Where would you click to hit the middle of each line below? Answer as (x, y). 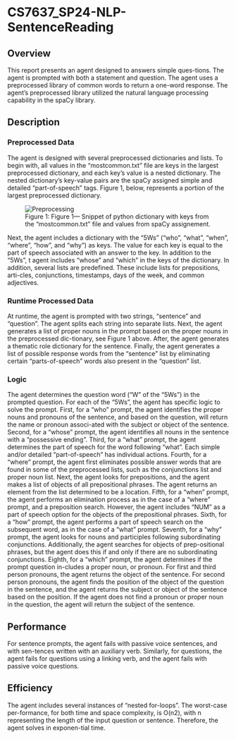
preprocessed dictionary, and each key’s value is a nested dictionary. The (114, 173)
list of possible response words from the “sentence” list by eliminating (108, 353)
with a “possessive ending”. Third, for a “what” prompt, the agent (102, 440)
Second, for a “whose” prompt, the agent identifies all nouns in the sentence (118, 432)
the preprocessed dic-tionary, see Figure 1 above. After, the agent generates (118, 338)
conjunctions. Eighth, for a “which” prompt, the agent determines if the (110, 560)
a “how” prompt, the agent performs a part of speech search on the (105, 522)
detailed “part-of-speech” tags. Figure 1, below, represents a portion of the (116, 188)
